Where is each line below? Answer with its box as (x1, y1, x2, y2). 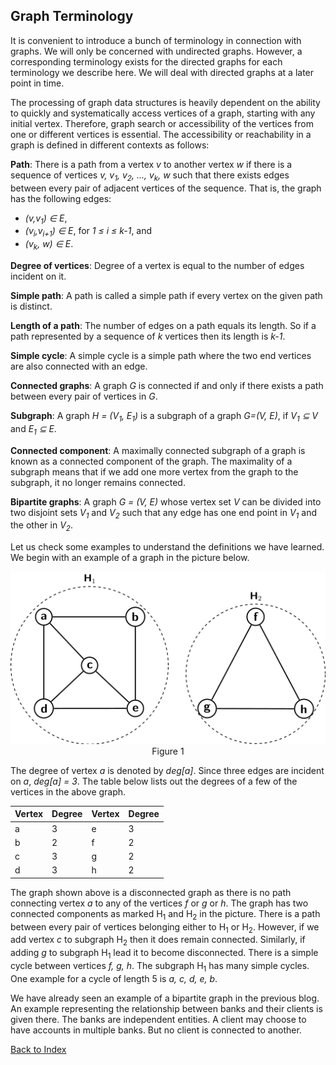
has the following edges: (10, 192, 112, 204)
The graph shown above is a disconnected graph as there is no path (10, 886, 292, 898)
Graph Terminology (10, 8, 134, 25)
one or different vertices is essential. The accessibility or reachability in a (10, 128, 312, 140)
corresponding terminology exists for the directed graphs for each (10, 55, 283, 68)
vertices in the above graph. (10, 785, 127, 798)
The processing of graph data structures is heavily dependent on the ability (10, 96, 321, 108)
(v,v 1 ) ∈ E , (24, 212, 68, 226)
